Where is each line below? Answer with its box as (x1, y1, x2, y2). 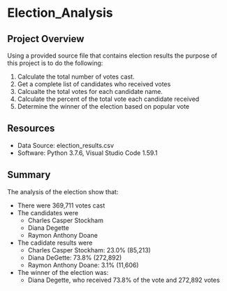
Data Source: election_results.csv (17, 141, 114, 149)
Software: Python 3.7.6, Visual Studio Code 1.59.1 (17, 149, 158, 157)
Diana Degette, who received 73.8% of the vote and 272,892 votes (27, 276, 220, 284)
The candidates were (17, 208, 79, 217)
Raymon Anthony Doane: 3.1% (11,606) (27, 261, 139, 269)
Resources (7, 123, 55, 135)
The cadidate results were (17, 238, 93, 247)
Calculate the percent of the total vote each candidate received (17, 95, 200, 103)
